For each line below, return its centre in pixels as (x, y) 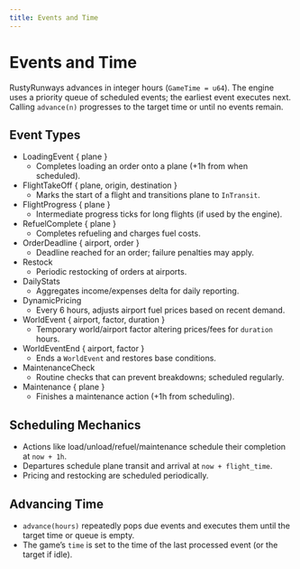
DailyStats (41, 282)
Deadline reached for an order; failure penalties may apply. (145, 253)
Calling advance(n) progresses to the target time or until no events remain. (146, 107)
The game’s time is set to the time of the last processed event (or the (150, 545)
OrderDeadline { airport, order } (81, 243)
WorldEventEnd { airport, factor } (83, 349)
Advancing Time (57, 504)
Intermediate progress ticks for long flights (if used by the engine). (159, 214)
